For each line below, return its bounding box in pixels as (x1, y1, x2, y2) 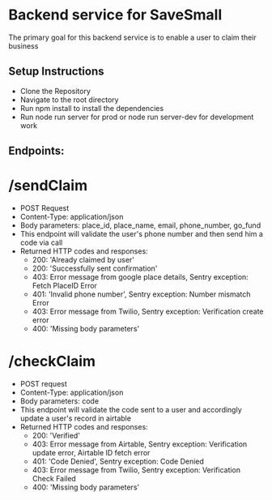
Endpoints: (8, 144, 65, 158)
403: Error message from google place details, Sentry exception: (32, 272, 249, 282)
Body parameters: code (19, 396, 100, 406)
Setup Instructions (8, 65, 104, 79)
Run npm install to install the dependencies (19, 103, 164, 113)
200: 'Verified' (32, 431, 81, 441)
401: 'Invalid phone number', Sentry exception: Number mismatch (32, 289, 251, 299)
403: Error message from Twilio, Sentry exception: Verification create (32, 306, 265, 317)
